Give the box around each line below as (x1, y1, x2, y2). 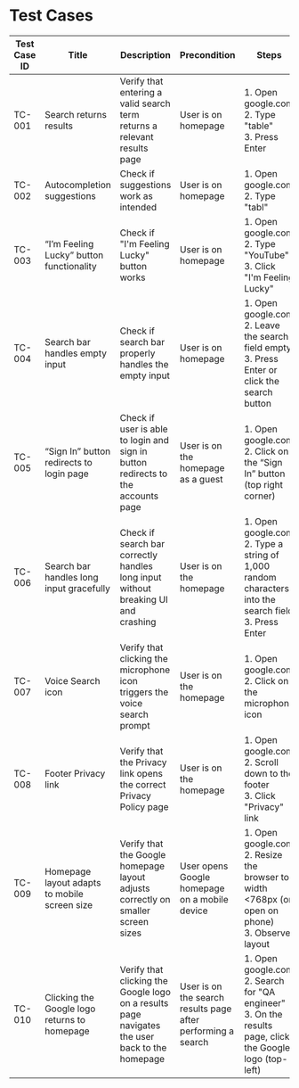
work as (119, 189, 153, 202)
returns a (119, 120, 158, 132)
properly (119, 347, 156, 359)
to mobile (44, 887, 85, 900)
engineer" (244, 996, 287, 1009)
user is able (119, 423, 168, 435)
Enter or (244, 363, 278, 375)
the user (119, 1030, 155, 1043)
